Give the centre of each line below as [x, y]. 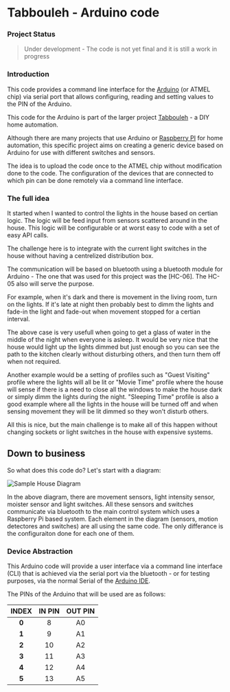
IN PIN [49, 612]
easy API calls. [28, 235]
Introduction [28, 74]
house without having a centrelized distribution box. [80, 256]
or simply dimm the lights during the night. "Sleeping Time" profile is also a [113, 397]
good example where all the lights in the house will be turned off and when [113, 404]
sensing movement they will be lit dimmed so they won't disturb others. [108, 411]
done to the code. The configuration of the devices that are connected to [111, 173]
